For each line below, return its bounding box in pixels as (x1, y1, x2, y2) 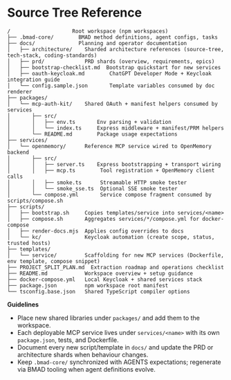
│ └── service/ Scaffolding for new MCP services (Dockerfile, (7, 251, 225, 259)
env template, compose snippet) (7, 257, 100, 264)
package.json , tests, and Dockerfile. (17, 336, 119, 344)
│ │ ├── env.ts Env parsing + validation (7, 118, 172, 125)
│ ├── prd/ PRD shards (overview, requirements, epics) (7, 57, 215, 65)
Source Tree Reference (7, 5, 142, 21)
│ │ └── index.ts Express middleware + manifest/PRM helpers (7, 125, 225, 132)
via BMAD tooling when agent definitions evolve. (17, 365, 156, 373)
